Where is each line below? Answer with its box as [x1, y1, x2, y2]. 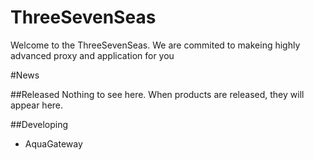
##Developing [10, 118, 69, 130]
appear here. [10, 99, 64, 111]
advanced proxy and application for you [10, 49, 175, 61]
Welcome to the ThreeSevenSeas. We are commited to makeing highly [10, 39, 301, 51]
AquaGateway [24, 137, 83, 150]
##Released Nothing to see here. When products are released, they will [10, 88, 305, 100]
